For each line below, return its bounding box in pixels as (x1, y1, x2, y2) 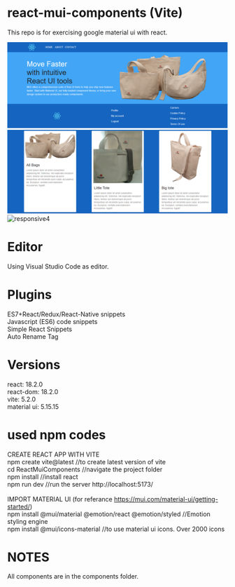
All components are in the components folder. (7, 572, 138, 581)
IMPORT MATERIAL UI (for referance (7, 494, 113, 503)
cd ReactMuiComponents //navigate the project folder (7, 465, 163, 473)
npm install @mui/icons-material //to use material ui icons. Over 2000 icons (7, 525, 225, 533)
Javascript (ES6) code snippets (7, 317, 98, 325)
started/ (7, 502, 30, 511)
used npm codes (7, 426, 106, 443)
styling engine (7, 517, 48, 525)
